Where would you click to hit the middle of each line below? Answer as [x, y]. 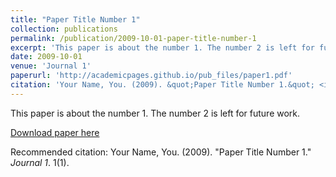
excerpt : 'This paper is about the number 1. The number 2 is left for [162, 47]
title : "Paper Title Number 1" [75, 19]
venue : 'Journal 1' [51, 66]
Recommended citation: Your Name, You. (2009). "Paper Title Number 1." [161, 152]
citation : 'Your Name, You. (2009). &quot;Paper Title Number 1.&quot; [162, 85]
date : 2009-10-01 [46, 57]
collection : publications [64, 29]
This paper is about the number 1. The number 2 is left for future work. [155, 113]
